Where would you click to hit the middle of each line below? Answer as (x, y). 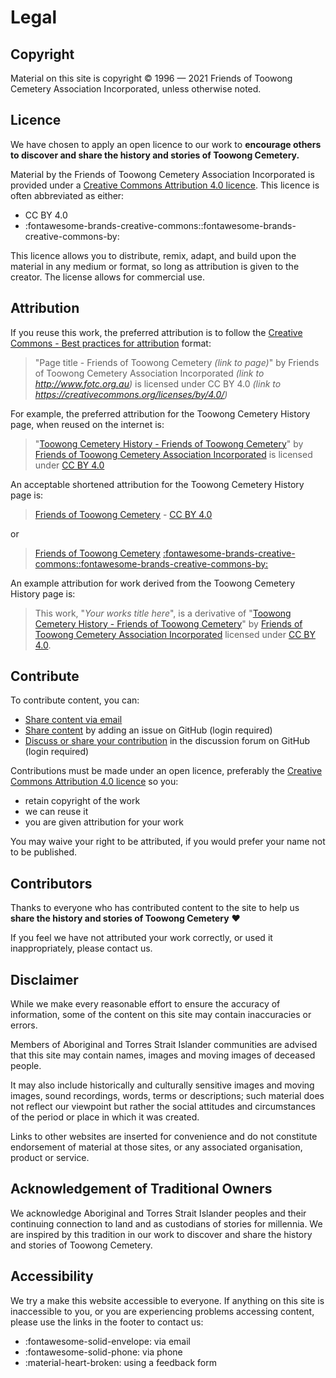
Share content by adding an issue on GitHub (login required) (148, 730)
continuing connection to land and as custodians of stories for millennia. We (166, 1223)
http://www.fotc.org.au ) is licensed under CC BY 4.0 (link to (158, 383)
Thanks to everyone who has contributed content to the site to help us (155, 908)
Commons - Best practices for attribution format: (111, 343)
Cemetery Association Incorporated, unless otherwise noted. (136, 89)
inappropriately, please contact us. (81, 948)
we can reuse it (56, 812)
